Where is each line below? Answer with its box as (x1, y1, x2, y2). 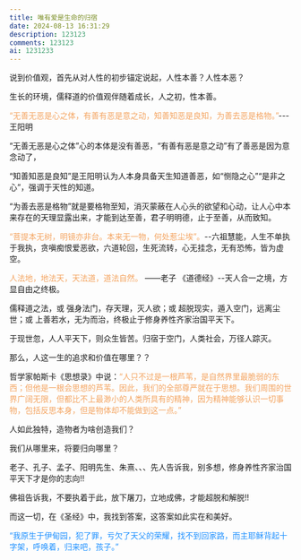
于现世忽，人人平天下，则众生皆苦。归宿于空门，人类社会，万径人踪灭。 (9, 333, 276, 344)
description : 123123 (9, 30, 87, 39)
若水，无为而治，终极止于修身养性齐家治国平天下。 (50, 314, 239, 325)
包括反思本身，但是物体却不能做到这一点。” (24, 405, 182, 416)
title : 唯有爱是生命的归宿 (9, 13, 99, 22)
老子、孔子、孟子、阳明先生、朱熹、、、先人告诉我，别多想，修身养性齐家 (9, 462, 276, 473)
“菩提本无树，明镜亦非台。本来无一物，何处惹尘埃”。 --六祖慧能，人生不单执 (9, 231, 291, 242)
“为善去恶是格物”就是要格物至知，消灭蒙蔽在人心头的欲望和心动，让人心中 (9, 201, 284, 211)
